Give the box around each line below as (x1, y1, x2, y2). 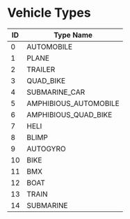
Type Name (53, 30, 92, 40)
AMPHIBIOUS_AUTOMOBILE (26, 98, 120, 108)
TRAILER (26, 64, 56, 74)
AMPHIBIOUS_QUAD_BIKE (26, 109, 113, 119)
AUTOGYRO (26, 144, 66, 153)
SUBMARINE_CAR (26, 87, 86, 97)
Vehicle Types (7, 5, 92, 21)
